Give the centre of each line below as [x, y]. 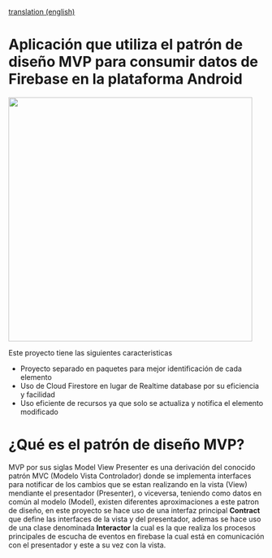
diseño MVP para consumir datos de [133, 62]
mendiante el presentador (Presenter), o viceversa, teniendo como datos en [135, 493]
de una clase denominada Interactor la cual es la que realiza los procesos [132, 527]
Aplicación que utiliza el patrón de [126, 45]
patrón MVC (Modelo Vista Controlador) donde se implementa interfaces [130, 476]
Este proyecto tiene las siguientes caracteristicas [91, 352]
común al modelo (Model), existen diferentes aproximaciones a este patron [134, 501]
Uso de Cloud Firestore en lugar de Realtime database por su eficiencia [140, 386]
